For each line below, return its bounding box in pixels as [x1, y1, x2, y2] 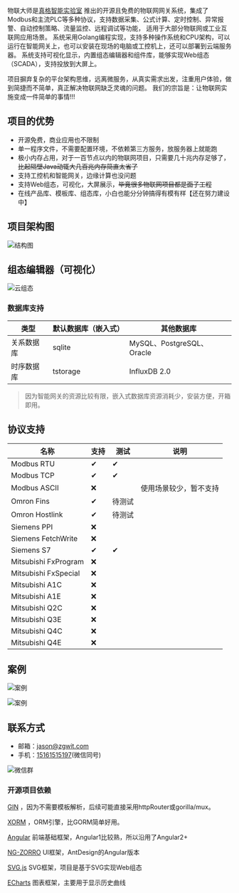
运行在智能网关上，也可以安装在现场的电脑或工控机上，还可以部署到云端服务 [7, 42, 232, 50]
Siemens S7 [11, 545, 51, 555]
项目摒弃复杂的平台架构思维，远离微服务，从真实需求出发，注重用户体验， [7, 75, 225, 83]
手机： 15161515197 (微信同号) [17, 751, 102, 759]
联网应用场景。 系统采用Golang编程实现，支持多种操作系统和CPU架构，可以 [7, 33, 230, 41]
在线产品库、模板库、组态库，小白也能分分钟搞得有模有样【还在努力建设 [17, 189, 230, 197]
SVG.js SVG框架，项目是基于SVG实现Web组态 [7, 863, 142, 872]
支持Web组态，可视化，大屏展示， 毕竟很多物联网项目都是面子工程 [17, 180, 212, 189]
